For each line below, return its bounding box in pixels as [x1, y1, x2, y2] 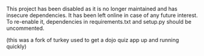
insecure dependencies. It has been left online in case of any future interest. [6, 12, 199, 19]
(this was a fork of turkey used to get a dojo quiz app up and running [6, 37, 179, 43]
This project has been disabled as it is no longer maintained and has [6, 5, 178, 12]
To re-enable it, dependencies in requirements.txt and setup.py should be [6, 18, 192, 25]
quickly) [6, 43, 27, 50]
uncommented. [6, 24, 45, 32]
